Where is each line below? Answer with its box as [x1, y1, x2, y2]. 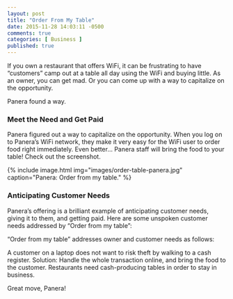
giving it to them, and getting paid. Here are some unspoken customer [7, 213, 208, 223]
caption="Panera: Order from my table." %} [7, 173, 132, 181]
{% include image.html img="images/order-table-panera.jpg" [7, 166, 183, 175]
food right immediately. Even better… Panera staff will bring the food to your [7, 145, 225, 154]
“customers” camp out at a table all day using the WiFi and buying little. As [7, 69, 221, 77]
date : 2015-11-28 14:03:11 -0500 [7, 23, 104, 30]
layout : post [7, 10, 45, 17]
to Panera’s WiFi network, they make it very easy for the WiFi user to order [7, 138, 220, 146]
